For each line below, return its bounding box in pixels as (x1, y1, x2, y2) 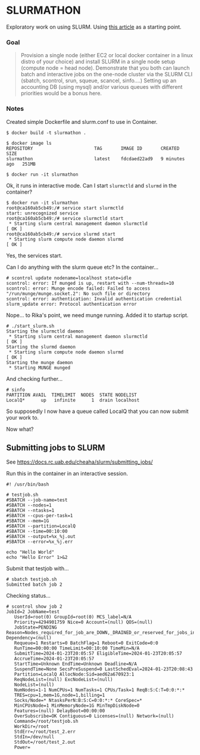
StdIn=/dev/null (14, 734, 55, 740)
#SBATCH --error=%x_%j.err (6, 539, 73, 545)
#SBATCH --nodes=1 (6, 502, 52, 508)
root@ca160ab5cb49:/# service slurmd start (6, 231, 116, 237)
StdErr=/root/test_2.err (14, 729, 76, 735)
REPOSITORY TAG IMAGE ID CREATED (6, 145, 180, 151)
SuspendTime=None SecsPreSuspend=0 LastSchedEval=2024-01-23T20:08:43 (14, 666, 193, 672)
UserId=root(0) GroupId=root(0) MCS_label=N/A (14, 614, 132, 620)
